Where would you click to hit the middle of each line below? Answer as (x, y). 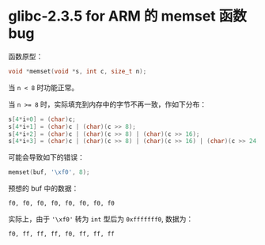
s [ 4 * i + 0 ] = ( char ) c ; (42, 119)
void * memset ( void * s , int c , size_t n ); (78, 71)
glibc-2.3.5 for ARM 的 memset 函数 (127, 16)
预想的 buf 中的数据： (44, 188)
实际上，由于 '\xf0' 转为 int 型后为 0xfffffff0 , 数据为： (101, 219)
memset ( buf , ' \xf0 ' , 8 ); (49, 172)
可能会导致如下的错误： (46, 157)
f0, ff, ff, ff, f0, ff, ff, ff (61, 234)
